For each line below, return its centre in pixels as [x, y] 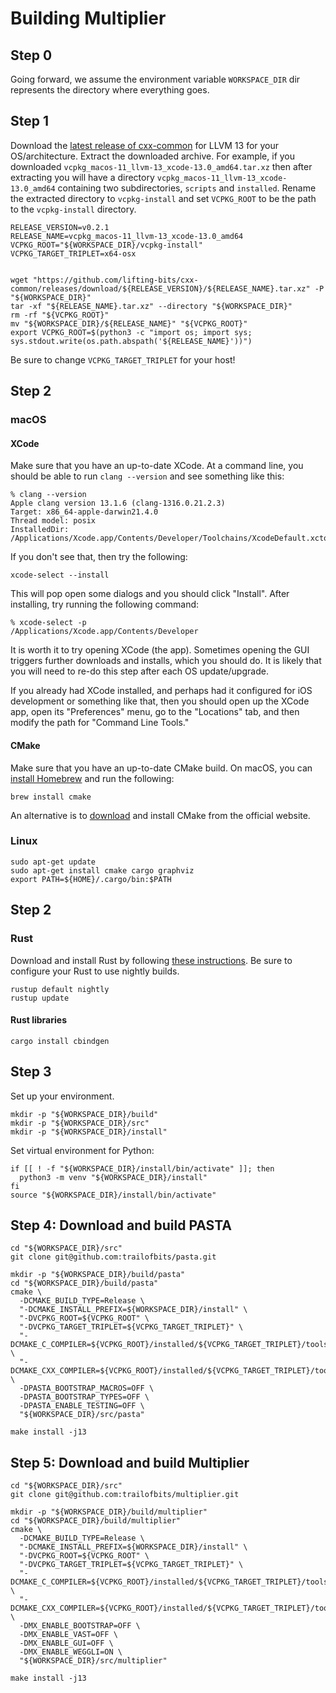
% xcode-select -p [48, 623]
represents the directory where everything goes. [110, 90]
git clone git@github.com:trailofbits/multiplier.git [125, 1495]
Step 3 [31, 1072]
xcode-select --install [60, 575]
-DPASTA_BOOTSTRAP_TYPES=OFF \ [84, 1397]
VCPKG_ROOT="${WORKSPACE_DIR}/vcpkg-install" [106, 245]
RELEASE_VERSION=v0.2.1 [60, 227]
